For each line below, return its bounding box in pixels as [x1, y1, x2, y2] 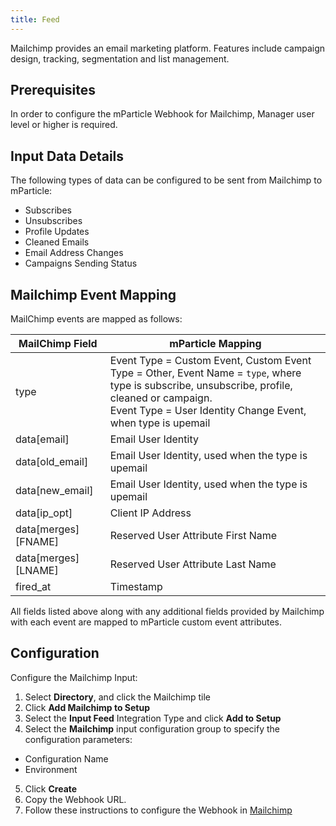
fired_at [15, 580, 52, 594]
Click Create [24, 782, 78, 795]
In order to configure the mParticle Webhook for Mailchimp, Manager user [10, 108, 315, 120]
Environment [24, 763, 78, 775]
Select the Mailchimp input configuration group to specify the [24, 722, 280, 735]
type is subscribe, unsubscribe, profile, [109, 379, 293, 393]
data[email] [15, 432, 70, 446]
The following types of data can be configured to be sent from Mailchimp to [10, 174, 323, 186]
